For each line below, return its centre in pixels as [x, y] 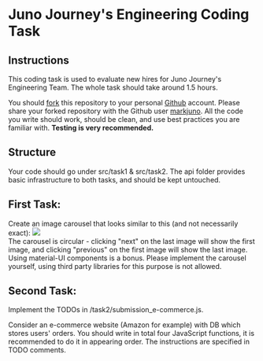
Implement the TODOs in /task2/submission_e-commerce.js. [106, 310]
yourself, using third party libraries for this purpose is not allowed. [115, 266]
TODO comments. [37, 350]
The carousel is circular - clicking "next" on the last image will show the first [131, 241]
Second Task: [43, 291]
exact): [20, 233]
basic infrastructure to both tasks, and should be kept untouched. [115, 179]
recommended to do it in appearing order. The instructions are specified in [129, 342]
